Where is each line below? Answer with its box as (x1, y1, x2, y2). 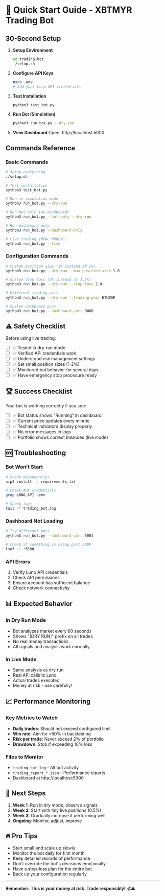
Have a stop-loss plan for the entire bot (12, 866, 92, 872)
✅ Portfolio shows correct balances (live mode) (12, 434, 108, 440)
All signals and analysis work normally (12, 643, 90, 649)
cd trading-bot (12, 57, 44, 62)
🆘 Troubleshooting (5, 449, 66, 457)
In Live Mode (5, 656, 37, 662)
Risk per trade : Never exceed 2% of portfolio (12, 736, 104, 742)
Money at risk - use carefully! (12, 683, 72, 688)
